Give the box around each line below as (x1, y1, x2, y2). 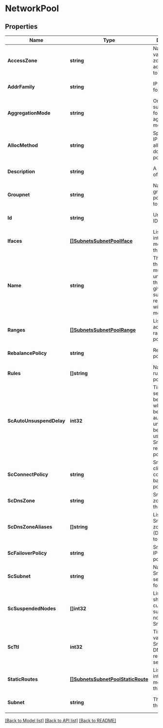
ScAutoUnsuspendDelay (7, 417, 65, 424)
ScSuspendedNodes (7, 605, 56, 612)
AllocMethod (7, 142, 38, 149)
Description (7, 168, 35, 175)
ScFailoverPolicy (7, 550, 47, 556)
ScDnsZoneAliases (7, 524, 52, 530)
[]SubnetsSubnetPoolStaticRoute (70, 676, 149, 683)
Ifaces (7, 237, 22, 244)
